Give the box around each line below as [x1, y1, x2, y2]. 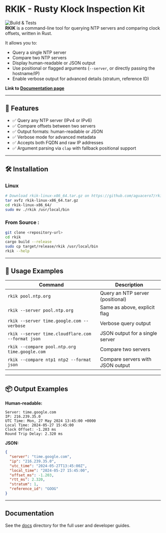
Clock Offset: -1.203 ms [5, 427, 56, 432]
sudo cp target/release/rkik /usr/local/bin [5, 244, 98, 249]
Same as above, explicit [100, 304, 155, 311]
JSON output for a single [100, 330, 157, 337]
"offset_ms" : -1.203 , [9, 473, 54, 478]
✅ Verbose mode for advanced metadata [12, 134, 96, 140]
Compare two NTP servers [12, 54, 67, 60]
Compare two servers [100, 346, 151, 353]
